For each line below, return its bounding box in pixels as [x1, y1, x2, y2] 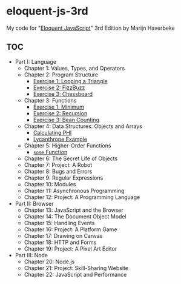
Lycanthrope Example [33, 135, 88, 143]
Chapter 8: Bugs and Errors [24, 167, 93, 175]
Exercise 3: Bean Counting [33, 116, 100, 123]
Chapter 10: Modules [24, 180, 76, 188]
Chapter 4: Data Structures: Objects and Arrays [24, 123, 142, 130]
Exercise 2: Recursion [33, 109, 88, 117]
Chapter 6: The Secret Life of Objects [24, 155, 118, 162]
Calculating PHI [33, 129, 72, 136]
